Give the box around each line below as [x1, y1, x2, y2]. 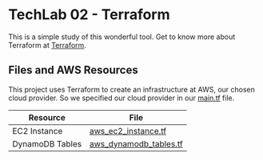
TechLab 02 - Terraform [8, 6, 170, 24]
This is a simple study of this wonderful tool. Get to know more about [8, 32, 236, 41]
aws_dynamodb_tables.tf [89, 138, 183, 149]
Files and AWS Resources [8, 64, 138, 77]
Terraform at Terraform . [8, 40, 86, 49]
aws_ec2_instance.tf [89, 125, 167, 136]
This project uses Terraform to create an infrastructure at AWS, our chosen [8, 84, 256, 94]
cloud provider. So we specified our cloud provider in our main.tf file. [8, 93, 235, 103]
